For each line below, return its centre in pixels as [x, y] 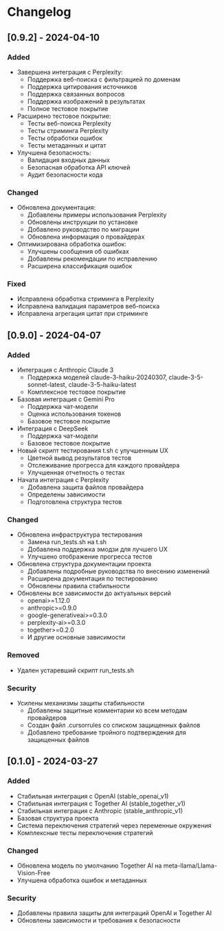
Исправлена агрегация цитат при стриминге [82, 314]
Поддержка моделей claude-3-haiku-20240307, [97, 377]
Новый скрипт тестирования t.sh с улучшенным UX [92, 451]
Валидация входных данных [68, 160]
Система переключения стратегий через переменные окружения [114, 825]
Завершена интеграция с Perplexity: [70, 72]
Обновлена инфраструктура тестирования [80, 534]
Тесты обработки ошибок [65, 138]
